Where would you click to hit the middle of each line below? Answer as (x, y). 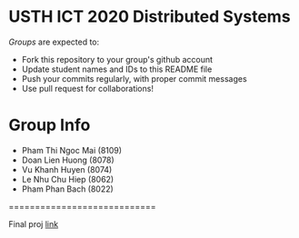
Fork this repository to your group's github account (117, 59)
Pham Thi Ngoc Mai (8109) (72, 150)
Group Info (50, 125)
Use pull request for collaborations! (87, 88)
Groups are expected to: (54, 42)
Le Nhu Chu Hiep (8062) (68, 179)
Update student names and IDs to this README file (117, 69)
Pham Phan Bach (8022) (68, 189)
